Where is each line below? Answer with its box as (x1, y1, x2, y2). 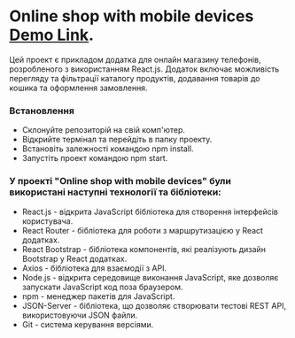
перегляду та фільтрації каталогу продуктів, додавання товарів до (9, 73, 260, 83)
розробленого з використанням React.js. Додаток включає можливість (9, 64, 280, 74)
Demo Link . (9, 25, 95, 45)
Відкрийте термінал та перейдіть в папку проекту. (21, 134, 213, 145)
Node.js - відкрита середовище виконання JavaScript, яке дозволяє (21, 272, 279, 282)
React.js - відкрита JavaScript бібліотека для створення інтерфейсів (21, 206, 279, 217)
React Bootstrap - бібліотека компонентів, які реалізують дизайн (21, 243, 266, 254)
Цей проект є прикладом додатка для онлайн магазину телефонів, (9, 54, 261, 65)
